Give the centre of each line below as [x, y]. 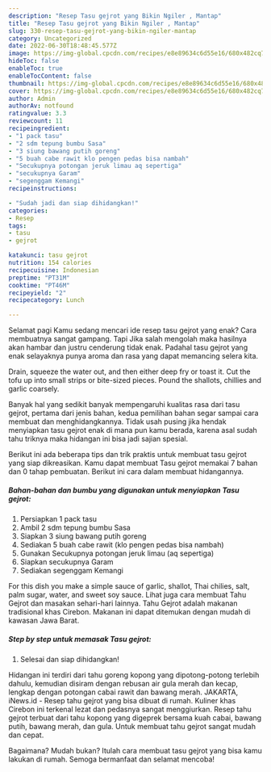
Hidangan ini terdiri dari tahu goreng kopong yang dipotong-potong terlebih [134, 675]
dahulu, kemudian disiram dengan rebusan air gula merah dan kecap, [123, 684]
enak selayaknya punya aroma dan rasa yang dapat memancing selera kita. [133, 356]
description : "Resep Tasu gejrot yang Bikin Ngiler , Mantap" [115, 16]
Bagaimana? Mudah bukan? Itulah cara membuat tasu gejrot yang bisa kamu [135, 751]
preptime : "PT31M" [39, 278]
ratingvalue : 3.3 [38, 114]
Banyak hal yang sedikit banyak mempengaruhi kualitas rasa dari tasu [124, 405]
